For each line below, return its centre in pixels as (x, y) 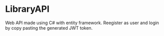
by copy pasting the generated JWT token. (49, 28)
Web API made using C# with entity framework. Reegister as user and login (82, 23)
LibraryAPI (27, 9)
